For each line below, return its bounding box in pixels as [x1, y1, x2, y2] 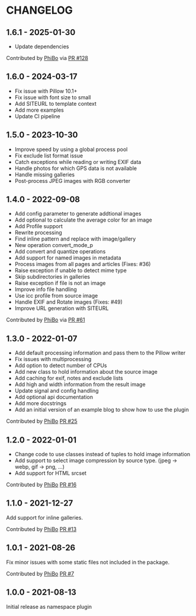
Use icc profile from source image [14, 292, 98, 299]
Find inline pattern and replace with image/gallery [14, 235, 136, 242]
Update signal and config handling [14, 387, 99, 394]
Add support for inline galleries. [6, 514, 83, 521]
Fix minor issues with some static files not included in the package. [6, 558, 170, 566]
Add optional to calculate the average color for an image [14, 216, 152, 223]
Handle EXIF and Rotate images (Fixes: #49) [14, 298, 123, 306]
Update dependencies [14, 43, 69, 50]
